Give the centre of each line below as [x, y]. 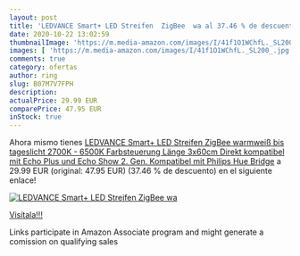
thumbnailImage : [39, 42]
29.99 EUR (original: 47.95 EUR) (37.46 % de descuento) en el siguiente [141, 171]
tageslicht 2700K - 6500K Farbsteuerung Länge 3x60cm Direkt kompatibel [147, 152]
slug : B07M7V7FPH [42, 84]
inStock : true [36, 117]
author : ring [33, 76]
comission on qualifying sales [64, 242]
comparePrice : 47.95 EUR [55, 109]
